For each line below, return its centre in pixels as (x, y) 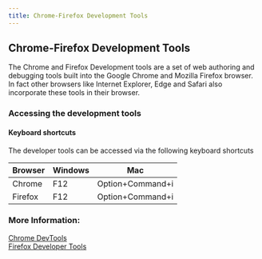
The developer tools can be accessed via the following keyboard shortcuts (131, 150)
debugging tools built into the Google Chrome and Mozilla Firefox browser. (131, 76)
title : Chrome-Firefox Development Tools (78, 16)
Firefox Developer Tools (48, 246)
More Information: (44, 221)
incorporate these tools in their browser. (74, 93)
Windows (71, 170)
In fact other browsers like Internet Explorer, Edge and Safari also (115, 84)
